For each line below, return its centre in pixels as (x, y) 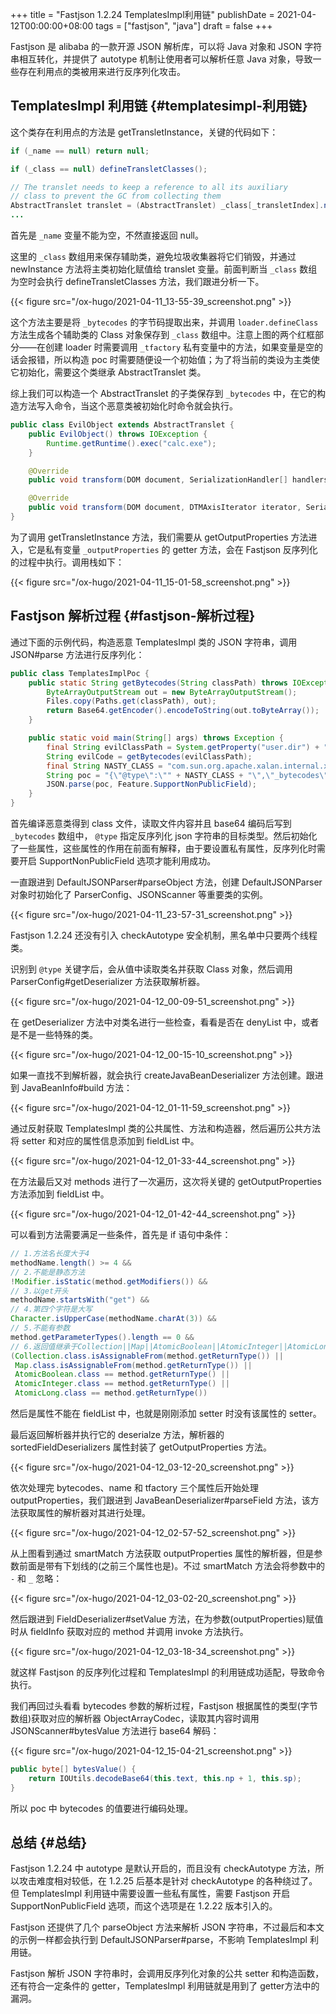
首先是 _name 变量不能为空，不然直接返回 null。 (107, 235)
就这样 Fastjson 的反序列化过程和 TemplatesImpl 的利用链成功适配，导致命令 (168, 1672)
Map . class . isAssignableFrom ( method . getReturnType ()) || (133, 1365)
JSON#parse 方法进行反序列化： (77, 654)
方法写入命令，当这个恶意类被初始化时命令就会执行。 (128, 406)
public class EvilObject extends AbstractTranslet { (122, 425)
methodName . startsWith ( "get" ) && (80, 1300)
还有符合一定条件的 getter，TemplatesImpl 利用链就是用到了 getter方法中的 (165, 1986)
